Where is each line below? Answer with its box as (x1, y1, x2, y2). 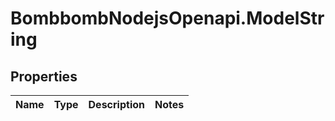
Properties (10, 68, 78, 85)
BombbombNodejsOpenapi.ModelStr (10, 7, 325, 30)
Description (88, 98, 145, 111)
